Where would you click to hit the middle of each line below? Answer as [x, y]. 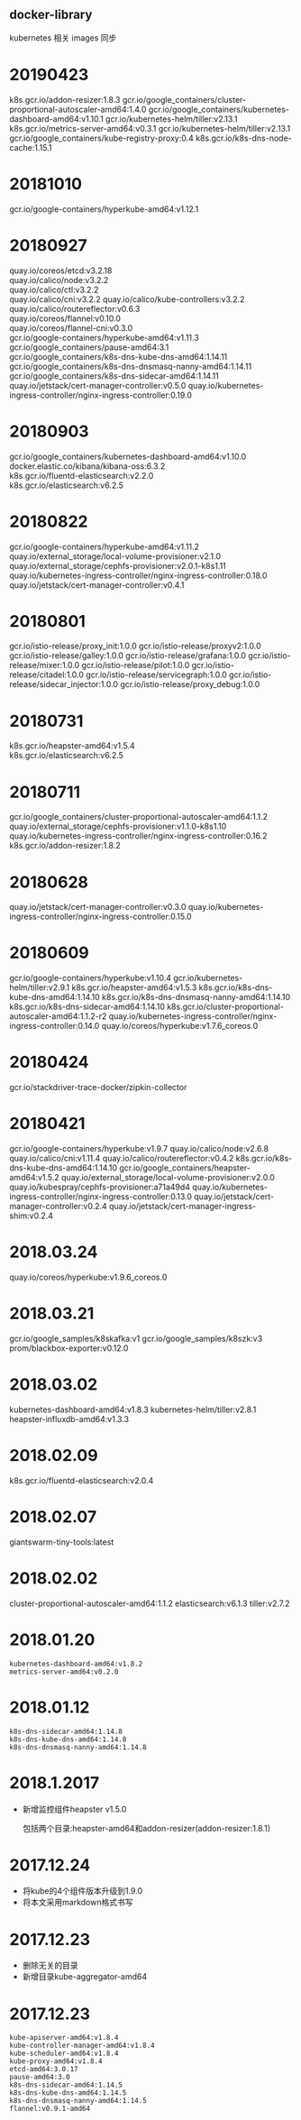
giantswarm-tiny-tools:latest [62, 1542]
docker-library [51, 15]
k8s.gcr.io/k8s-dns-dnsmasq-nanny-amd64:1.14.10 [196, 997]
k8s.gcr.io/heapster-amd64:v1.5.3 [134, 987]
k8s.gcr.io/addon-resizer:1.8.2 [65, 846]
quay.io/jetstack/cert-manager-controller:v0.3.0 [98, 907]
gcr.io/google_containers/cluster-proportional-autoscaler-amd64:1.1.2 [139, 817]
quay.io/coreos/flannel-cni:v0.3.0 [71, 327]
